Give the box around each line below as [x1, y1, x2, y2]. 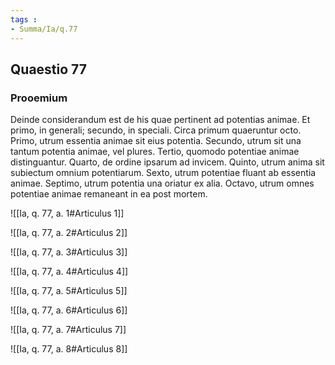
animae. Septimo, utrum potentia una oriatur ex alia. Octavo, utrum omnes [10, 177, 315, 190]
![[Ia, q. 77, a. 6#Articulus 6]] [10, 304, 128, 316]
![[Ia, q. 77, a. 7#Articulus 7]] [10, 324, 127, 336]
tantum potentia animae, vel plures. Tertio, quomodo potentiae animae [10, 146, 300, 158]
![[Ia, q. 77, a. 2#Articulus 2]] [10, 227, 128, 239]
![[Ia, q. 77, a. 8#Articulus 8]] [10, 343, 128, 355]
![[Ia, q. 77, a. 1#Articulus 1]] [10, 207, 125, 220]
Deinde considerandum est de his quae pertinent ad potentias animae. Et [10, 114, 311, 126]
